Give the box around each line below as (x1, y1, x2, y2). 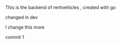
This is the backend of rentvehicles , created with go (5, 5, 116, 10)
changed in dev (5, 14, 38, 20)
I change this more (5, 24, 45, 30)
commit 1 (5, 34, 25, 40)
